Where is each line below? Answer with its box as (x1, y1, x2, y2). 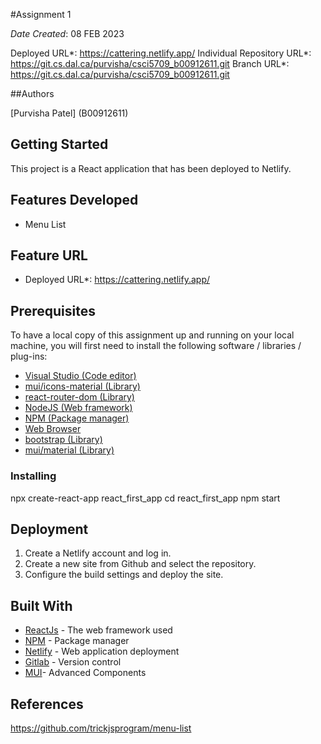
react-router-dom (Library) (24, 391, 135, 403)
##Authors (10, 88, 55, 99)
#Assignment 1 (10, 9, 72, 20)
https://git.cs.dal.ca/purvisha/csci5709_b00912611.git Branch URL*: (10, 58, 290, 69)
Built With (10, 597, 73, 614)
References (10, 695, 84, 713)
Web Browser (24, 423, 82, 435)
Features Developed (10, 192, 139, 209)
